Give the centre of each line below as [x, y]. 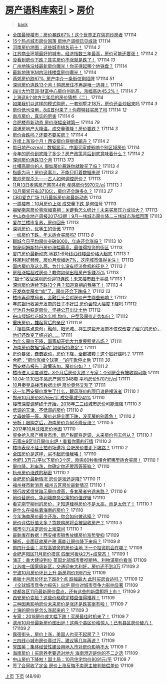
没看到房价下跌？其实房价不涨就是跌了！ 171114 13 [64, 60]
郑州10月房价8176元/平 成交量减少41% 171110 [58, 397]
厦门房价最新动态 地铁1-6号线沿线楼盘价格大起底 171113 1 [70, 254]
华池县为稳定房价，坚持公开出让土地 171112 [56, 310]
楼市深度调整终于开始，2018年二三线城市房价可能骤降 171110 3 [76, 404]
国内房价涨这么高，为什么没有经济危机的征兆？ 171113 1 [69, 266]
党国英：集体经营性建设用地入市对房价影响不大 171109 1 [69, 646]
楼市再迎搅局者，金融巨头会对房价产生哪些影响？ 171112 [69, 297]
